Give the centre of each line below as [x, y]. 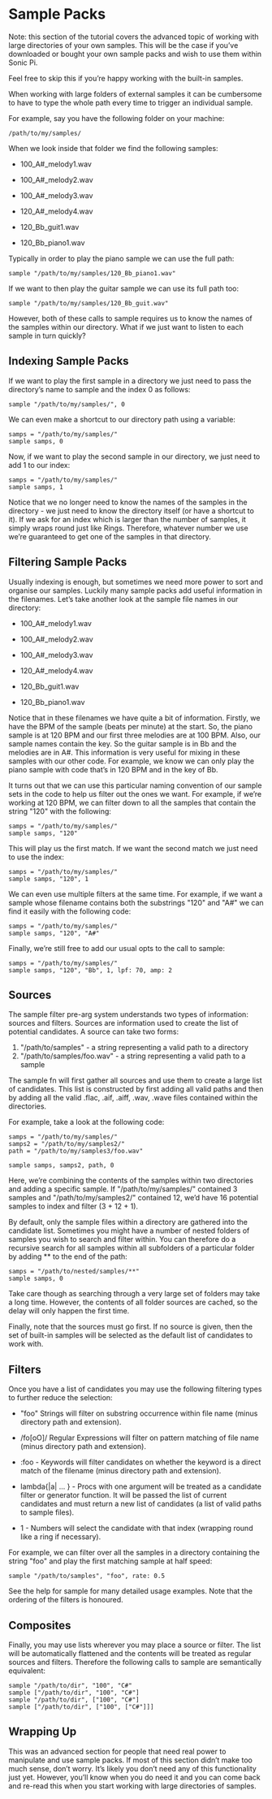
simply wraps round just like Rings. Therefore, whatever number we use [129, 528]
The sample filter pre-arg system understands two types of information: [129, 1014]
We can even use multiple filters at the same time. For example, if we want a [136, 893]
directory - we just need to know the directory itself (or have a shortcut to [131, 510]
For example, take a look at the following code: [86, 1122]
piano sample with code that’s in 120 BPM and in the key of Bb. [113, 769]
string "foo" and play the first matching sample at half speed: [110, 1561]
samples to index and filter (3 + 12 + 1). [73, 1206]
